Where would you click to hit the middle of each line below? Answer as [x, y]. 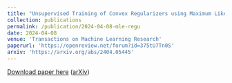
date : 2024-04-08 [32, 33]
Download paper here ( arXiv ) [48, 72]
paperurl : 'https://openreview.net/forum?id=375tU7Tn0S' [91, 46]
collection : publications [44, 20]
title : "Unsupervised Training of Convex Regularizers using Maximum [109, 13]
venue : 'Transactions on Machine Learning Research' [85, 39]
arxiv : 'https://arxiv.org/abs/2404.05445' [71, 53]
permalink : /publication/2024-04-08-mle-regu [74, 26]
